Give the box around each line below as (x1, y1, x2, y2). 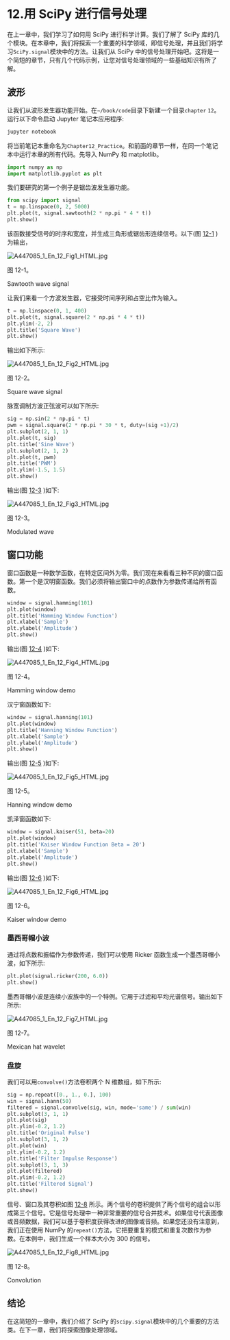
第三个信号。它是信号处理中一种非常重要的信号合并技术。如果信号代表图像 (12, 1208, 223, 1217)
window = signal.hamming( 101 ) (7, 599, 94, 607)
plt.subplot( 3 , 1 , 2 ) (7, 1136, 69, 1143)
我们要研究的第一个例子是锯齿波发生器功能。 (7, 183, 133, 192)
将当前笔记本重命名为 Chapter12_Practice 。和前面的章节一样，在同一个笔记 (7, 141, 218, 149)
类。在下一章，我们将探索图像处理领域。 (7, 1326, 121, 1334)
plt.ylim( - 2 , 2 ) (7, 320, 53, 327)
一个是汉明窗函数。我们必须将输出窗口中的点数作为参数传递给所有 (25, 577, 211, 585)
